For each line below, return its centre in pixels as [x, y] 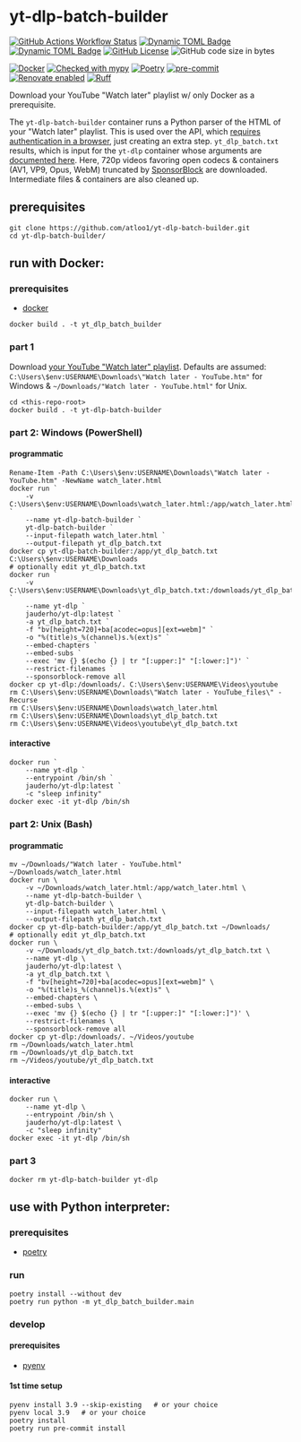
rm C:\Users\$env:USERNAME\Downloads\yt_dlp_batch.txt [114, 716]
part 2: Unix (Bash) [51, 824]
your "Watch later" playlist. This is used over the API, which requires [135, 131]
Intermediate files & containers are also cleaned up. [104, 179]
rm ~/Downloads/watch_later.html [72, 1045]
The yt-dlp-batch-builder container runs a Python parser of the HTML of [145, 122]
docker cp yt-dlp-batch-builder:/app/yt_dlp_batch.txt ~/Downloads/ [140, 928]
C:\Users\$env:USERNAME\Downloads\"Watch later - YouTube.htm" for [136, 376]
